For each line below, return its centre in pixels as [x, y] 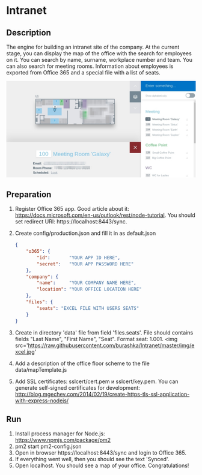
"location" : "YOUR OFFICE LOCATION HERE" [90, 289]
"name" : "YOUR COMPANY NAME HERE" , [87, 283]
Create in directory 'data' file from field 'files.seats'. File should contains [104, 332]
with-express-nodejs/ [42, 401]
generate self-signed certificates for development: [77, 387]
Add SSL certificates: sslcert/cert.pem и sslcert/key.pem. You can [96, 381]
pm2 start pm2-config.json [48, 446]
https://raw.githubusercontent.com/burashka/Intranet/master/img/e [111, 345]
